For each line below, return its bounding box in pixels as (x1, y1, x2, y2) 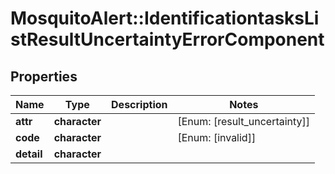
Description (111, 98, 168, 111)
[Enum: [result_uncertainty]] (177, 115, 311, 128)
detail (15, 147, 43, 161)
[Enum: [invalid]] (177, 131, 257, 144)
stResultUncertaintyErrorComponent (10, 28, 325, 51)
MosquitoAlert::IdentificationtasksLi (10, 7, 320, 30)
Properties (10, 68, 78, 85)
